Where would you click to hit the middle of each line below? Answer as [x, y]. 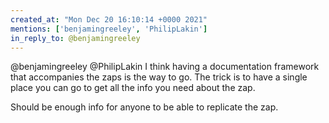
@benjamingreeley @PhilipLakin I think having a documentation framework [165, 67]
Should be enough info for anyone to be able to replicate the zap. [144, 107]
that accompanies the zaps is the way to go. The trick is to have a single [159, 77]
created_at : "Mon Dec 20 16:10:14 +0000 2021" [109, 19]
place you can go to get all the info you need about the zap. [133, 88]
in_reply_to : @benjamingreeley [75, 38]
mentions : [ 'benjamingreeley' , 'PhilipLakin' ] [109, 29]
